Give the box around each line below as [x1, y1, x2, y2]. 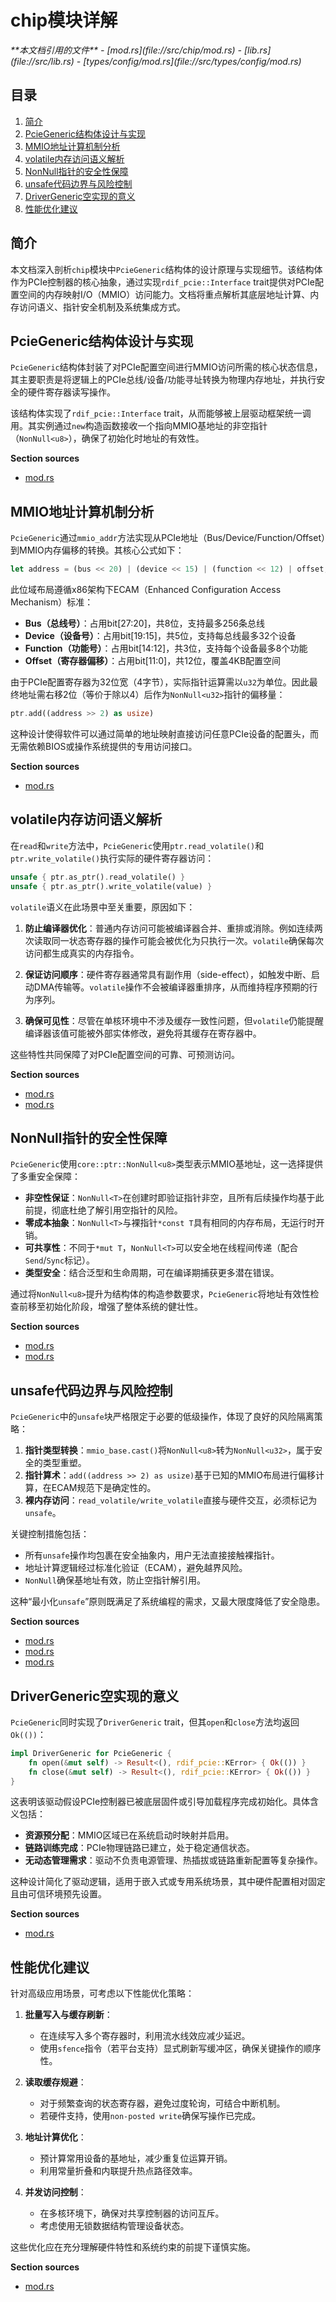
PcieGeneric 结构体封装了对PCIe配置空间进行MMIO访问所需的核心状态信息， [10, 361, 323, 373]
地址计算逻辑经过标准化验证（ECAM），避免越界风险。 [24, 1562, 248, 1574]
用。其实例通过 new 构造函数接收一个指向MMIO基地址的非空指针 [10, 420, 268, 432]
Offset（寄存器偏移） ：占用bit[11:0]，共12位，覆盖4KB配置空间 [24, 655, 282, 667]
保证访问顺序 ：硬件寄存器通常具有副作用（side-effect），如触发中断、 [24, 968, 312, 980]
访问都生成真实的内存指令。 [24, 947, 140, 959]
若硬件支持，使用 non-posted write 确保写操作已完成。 [39, 2110, 262, 2122]
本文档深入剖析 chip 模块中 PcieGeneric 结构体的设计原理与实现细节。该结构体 [10, 263, 323, 275]
